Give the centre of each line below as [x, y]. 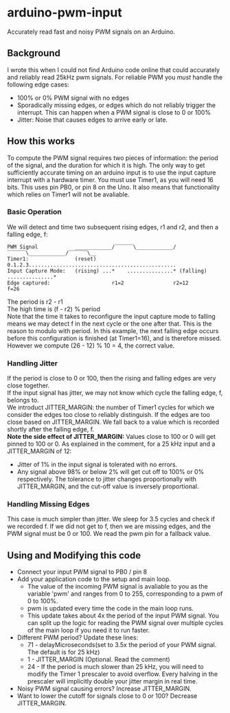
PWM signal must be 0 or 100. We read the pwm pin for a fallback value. [109, 534]
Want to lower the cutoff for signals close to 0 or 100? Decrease [107, 696]
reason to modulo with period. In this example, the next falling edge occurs [113, 330]
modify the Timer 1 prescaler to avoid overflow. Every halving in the [123, 674]
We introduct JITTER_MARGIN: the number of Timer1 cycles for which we [111, 407]
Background [34, 53]
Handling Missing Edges [48, 504]
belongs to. [23, 400]
